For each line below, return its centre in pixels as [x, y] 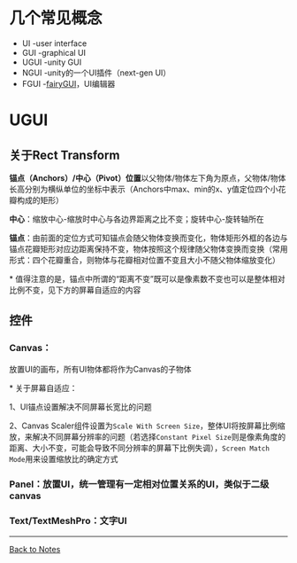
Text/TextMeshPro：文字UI [68, 521]
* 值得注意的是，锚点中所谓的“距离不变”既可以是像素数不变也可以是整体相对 [147, 278]
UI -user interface [54, 43]
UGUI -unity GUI [52, 62]
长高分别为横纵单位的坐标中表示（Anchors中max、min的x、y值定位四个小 [144, 189]
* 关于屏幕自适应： [43, 387]
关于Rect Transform [65, 155]
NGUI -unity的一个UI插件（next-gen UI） [96, 73]
